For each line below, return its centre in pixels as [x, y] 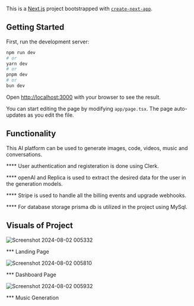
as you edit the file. [51, 115]
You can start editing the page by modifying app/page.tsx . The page [90, 108]
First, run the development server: [48, 42]
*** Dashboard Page [31, 274]
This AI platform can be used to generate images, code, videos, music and [97, 148]
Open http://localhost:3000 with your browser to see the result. [84, 97]
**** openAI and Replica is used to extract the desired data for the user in [96, 177]
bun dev [16, 86]
